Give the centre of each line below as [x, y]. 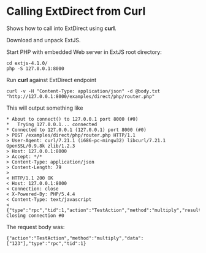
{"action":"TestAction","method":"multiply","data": [75, 238]
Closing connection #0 [35, 216]
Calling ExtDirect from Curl [76, 11]
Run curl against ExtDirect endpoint [51, 80]
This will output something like [45, 108]
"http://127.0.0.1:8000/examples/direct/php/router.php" [81, 96]
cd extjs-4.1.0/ [27, 63]
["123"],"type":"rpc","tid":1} [46, 243]
